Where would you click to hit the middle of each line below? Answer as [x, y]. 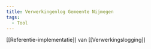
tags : [13, 17]
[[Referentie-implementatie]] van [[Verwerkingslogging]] [76, 40]
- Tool [20, 23]
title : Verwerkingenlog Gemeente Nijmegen [60, 12]
